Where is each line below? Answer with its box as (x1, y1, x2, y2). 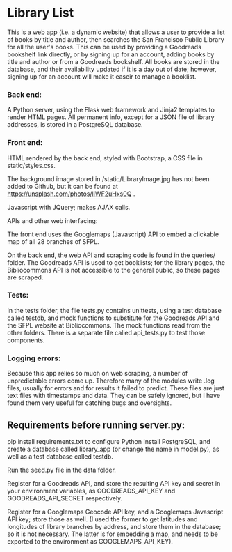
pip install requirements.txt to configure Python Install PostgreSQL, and (7, 437, 210, 445)
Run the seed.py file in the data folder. (7, 466, 117, 474)
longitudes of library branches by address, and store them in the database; (7, 522, 222, 530)
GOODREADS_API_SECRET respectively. (7, 493, 123, 503)
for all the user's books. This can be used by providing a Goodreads (7, 43, 201, 51)
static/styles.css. (7, 161, 56, 169)
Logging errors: (7, 353, 61, 363)
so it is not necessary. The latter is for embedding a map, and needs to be (7, 530, 219, 538)
